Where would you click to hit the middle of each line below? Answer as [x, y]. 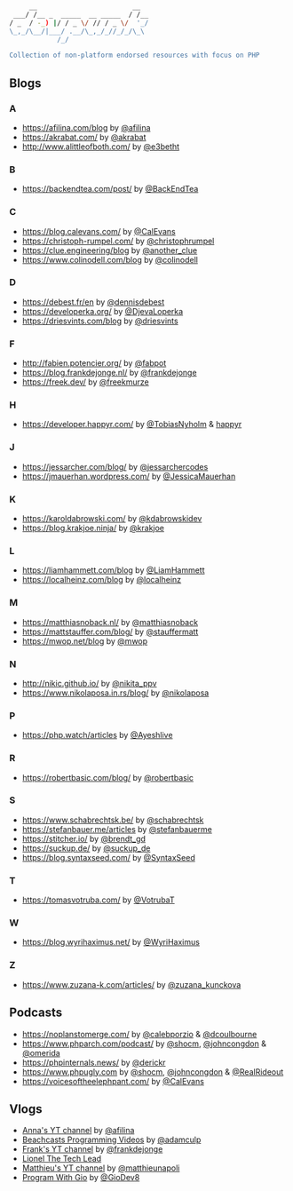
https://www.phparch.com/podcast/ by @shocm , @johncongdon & [144, 1044]
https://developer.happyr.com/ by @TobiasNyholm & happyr [132, 425]
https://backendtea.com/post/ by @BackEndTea [110, 189]
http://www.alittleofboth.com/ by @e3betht [101, 147]
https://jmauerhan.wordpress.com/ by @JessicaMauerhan [129, 476]
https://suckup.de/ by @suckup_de [86, 848]
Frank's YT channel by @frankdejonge [92, 1149]
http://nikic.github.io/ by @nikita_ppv [89, 683]
